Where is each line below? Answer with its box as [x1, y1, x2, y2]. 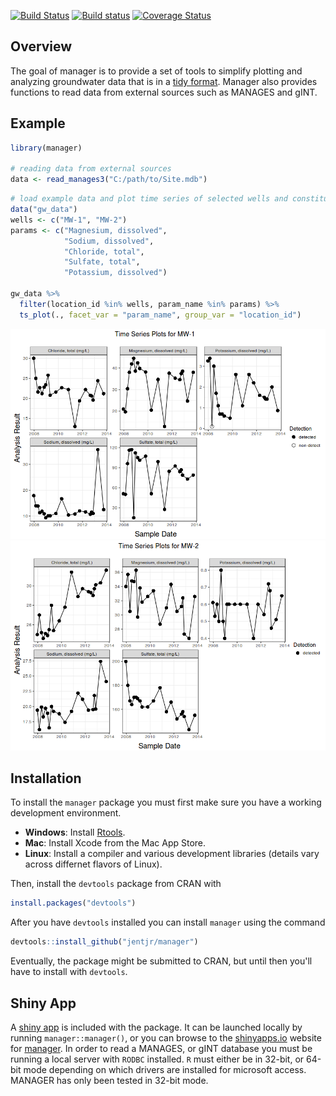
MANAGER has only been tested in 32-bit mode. [10, 1075, 209, 1086]
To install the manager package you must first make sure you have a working [10, 796, 322, 809]
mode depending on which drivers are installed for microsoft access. [23, 1064, 307, 1075]
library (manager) [10, 143, 83, 153]
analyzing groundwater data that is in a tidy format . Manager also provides [10, 75, 318, 87]
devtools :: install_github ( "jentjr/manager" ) [10, 937, 199, 947]
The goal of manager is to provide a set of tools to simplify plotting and [10, 65, 303, 77]
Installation [10, 770, 82, 787]
